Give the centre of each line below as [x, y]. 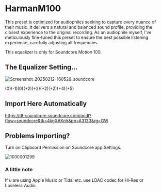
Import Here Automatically [46, 104]
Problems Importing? [38, 136]
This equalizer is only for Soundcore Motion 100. [53, 52]
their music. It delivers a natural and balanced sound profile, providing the [79, 27]
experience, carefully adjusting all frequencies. [52, 42]
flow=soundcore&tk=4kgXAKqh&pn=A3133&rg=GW [57, 121]
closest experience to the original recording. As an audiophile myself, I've [78, 32]
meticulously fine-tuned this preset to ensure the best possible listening [77, 37]
